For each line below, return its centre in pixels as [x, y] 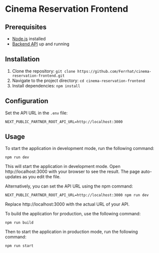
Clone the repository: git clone [44, 71]
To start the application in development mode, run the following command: [80, 148]
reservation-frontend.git [38, 76]
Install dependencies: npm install [46, 85]
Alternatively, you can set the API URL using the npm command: [69, 186]
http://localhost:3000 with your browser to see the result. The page [72, 171]
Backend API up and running [41, 44]
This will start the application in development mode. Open [63, 167]
